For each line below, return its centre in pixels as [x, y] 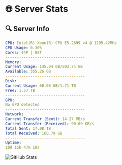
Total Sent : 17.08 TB [28, 128]
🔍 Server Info [27, 29]
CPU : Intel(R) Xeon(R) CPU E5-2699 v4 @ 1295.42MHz [61, 43]
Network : [14, 114]
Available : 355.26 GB [28, 72]
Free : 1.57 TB [20, 90]
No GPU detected [22, 105]
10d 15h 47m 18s [22, 148]
